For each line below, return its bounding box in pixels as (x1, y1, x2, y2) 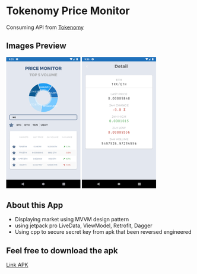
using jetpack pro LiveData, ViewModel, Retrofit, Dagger (14, 222, 152, 229)
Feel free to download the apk (6, 246, 118, 256)
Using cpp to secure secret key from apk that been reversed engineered (14, 228, 192, 236)
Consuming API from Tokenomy (6, 24, 84, 31)
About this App (6, 200, 63, 210)
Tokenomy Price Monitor (6, 4, 131, 18)
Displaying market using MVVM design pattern (14, 216, 129, 223)
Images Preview (6, 41, 66, 51)
